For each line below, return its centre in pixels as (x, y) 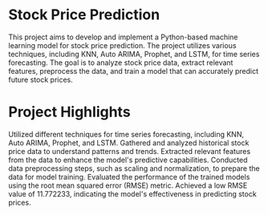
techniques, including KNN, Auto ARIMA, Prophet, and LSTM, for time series (134, 54)
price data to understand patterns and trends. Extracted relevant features (130, 151)
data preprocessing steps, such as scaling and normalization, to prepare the (134, 168)
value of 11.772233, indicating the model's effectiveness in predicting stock (132, 193)
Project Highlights (69, 112)
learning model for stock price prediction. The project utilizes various (122, 45)
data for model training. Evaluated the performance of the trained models (129, 176)
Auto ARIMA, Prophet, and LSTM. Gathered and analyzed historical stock (129, 143)
